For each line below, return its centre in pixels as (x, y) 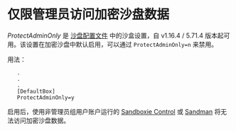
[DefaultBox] (36, 91)
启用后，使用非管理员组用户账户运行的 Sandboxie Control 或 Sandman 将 (114, 111)
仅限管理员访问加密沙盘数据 (88, 15)
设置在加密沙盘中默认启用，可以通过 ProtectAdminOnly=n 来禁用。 (122, 44)
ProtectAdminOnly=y (45, 97)
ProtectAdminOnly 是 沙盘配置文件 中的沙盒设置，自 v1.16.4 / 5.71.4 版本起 (116, 35)
